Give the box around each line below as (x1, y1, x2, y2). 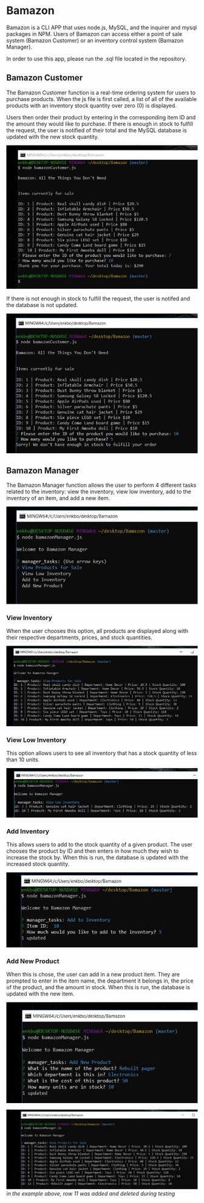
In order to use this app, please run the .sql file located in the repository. (6, 55, 187, 62)
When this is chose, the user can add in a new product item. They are (6, 971, 180, 978)
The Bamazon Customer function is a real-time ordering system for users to (6, 89, 196, 96)
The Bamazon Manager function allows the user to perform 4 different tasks (6, 482, 197, 489)
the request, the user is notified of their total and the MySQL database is (6, 126, 187, 134)
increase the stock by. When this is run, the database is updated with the (6, 854, 188, 861)
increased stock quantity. (6, 860, 70, 868)
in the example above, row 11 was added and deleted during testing (6, 1190, 175, 1198)
